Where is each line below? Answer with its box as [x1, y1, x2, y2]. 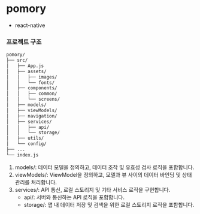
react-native [14, 22, 46, 29]
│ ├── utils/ [6, 135, 44, 141]
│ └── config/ [6, 141, 47, 147]
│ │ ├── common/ [6, 91, 58, 97]
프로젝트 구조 [6, 38, 42, 46]
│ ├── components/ [6, 85, 58, 91]
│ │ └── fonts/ [6, 80, 55, 86]
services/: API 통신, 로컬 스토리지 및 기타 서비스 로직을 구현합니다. [14, 186, 171, 193]
